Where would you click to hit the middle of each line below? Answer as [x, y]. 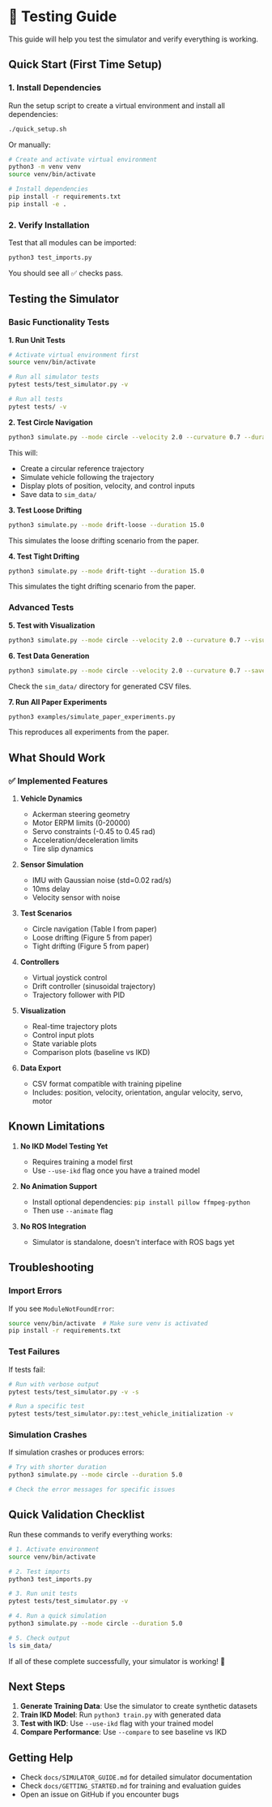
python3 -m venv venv [45, 167]
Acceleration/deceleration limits [85, 841]
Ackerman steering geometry [81, 815]
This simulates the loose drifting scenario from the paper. [104, 540]
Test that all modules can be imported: [72, 243]
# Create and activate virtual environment [83, 159]
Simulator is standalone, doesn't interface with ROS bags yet [133, 1242]
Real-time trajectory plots [74, 1027]
